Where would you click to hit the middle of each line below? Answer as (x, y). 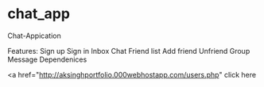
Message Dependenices (47, 59)
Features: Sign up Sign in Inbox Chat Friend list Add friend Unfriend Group (129, 51)
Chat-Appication (34, 36)
